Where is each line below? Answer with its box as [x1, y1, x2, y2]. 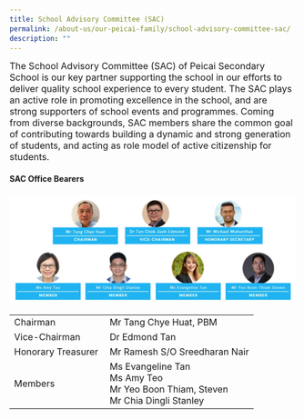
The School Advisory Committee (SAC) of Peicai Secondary [9, 60, 266, 73]
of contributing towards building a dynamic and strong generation [9, 128, 291, 141]
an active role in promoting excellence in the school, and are [9, 94, 268, 106]
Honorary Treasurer [14, 345, 98, 358]
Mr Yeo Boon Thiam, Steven [109, 383, 229, 395]
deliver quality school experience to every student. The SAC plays [9, 83, 293, 95]
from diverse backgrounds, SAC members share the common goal [9, 116, 293, 129]
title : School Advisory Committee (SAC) [9, 15, 166, 24]
